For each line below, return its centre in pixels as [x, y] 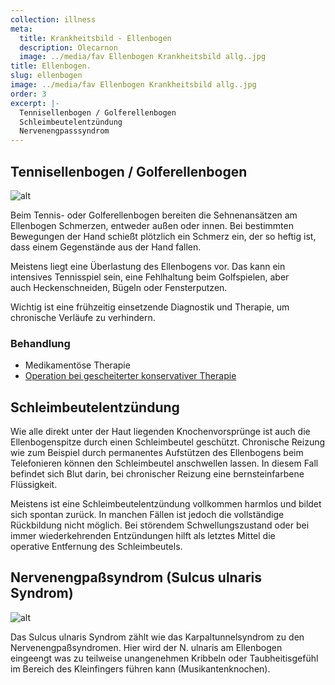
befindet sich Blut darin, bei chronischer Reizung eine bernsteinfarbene [157, 474]
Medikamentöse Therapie [77, 365]
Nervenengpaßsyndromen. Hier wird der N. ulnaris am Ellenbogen [146, 647]
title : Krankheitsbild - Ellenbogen [95, 38]
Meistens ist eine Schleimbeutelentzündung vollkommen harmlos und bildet [166, 504]
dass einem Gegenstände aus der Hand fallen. [106, 247]
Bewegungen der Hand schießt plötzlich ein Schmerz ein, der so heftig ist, [163, 236]
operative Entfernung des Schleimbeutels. [96, 547]
